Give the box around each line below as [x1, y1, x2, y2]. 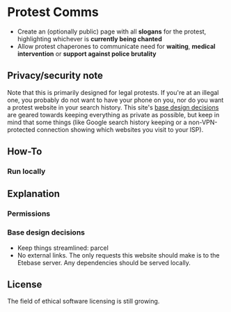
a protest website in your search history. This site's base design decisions [7, 103, 219, 112]
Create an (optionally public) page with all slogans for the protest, [17, 27, 207, 36]
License [7, 278, 42, 290]
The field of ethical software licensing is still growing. [7, 297, 160, 306]
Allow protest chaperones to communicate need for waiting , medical [17, 42, 216, 50]
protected [7, 125, 35, 133]
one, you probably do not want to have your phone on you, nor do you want [7, 96, 224, 104]
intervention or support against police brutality [17, 50, 157, 58]
